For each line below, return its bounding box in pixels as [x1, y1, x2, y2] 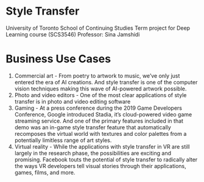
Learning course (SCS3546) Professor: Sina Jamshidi [5, 30, 140, 38]
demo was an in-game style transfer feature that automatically [14, 123, 171, 131]
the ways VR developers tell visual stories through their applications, [14, 162, 186, 169]
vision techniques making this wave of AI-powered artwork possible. [14, 85, 187, 92]
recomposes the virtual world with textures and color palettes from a [14, 130, 187, 137]
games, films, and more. [14, 169, 76, 176]
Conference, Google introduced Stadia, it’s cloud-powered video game [14, 110, 192, 118]
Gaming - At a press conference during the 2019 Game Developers [14, 104, 182, 112]
